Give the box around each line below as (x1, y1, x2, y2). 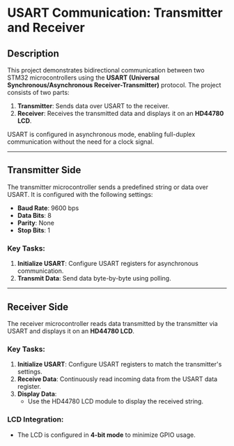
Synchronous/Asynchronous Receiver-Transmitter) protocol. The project (7, 81, 221, 89)
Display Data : (17, 389, 57, 399)
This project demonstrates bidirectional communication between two (7, 66, 205, 74)
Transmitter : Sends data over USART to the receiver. (17, 102, 170, 110)
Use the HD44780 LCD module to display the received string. (27, 397, 204, 406)
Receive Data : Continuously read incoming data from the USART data (17, 375, 218, 383)
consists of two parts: (7, 89, 70, 96)
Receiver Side (7, 301, 69, 313)
